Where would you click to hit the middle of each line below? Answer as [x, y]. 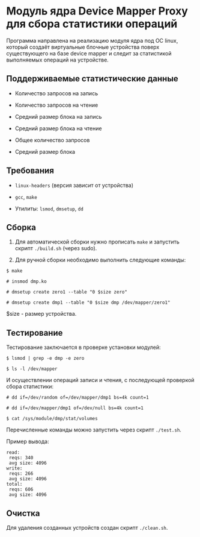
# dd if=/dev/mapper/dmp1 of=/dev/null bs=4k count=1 [75, 408]
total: [14, 484]
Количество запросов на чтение [56, 105]
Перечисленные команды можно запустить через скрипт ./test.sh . [94, 430]
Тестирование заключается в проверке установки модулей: [83, 347]
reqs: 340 [21, 458]
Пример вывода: [28, 442]
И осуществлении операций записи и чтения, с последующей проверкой [100, 380]
